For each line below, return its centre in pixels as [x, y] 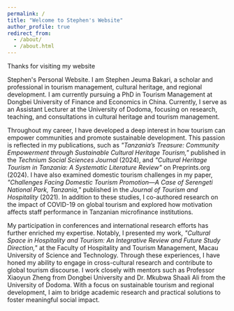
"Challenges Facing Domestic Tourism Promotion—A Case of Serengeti [110, 182]
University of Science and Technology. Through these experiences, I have [114, 255]
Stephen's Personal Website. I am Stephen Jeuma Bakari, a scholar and [110, 80]
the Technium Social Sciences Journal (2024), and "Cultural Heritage [107, 160]
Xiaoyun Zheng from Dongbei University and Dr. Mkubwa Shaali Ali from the [116, 277]
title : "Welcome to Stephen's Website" [65, 20]
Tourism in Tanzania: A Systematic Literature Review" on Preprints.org [109, 167]
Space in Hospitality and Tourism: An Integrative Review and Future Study [114, 240]
